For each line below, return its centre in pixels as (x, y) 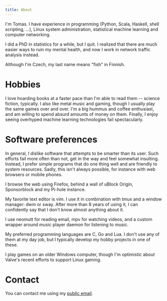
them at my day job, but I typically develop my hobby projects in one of (78, 239)
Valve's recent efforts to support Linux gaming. (53, 260)
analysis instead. (22, 55)
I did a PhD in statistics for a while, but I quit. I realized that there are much (81, 44)
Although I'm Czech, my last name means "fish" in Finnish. (65, 64)
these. (12, 245)
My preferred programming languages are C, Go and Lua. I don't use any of (83, 234)
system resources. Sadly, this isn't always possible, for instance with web (80, 169)
